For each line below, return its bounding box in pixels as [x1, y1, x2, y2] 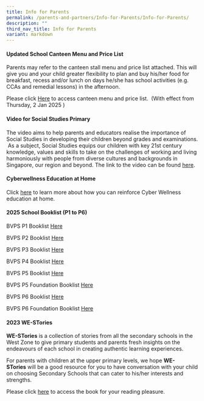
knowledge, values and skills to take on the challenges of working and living [6, 148, 197, 156]
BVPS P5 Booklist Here [6, 269, 64, 276]
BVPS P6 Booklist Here [6, 293, 64, 300]
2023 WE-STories [6, 318, 53, 326]
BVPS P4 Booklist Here [6, 258, 64, 265]
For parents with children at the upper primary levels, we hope [6, 357, 163, 365]
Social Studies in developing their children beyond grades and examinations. [6, 135, 199, 143]
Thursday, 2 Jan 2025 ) [6, 101, 65, 109]
